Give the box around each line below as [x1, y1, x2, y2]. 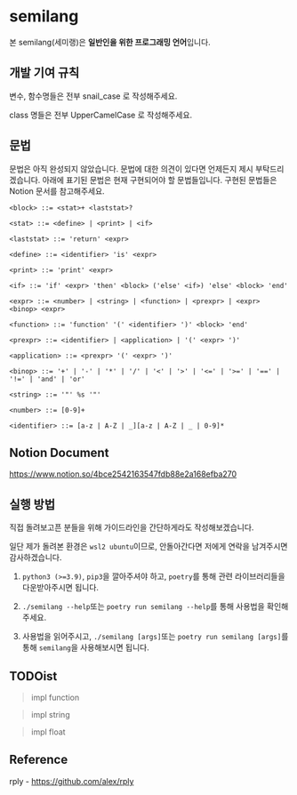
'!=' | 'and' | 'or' [9, 374, 86, 383]
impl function [30, 692, 80, 703]
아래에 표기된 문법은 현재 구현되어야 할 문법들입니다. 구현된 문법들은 [42, 174, 277, 185]
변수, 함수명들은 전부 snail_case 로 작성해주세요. [9, 91, 178, 101]
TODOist [9, 669, 58, 684]
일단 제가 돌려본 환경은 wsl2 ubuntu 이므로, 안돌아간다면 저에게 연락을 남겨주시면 [9, 541, 288, 552]
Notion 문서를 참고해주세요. [9, 185, 105, 197]
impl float [30, 727, 66, 737]
